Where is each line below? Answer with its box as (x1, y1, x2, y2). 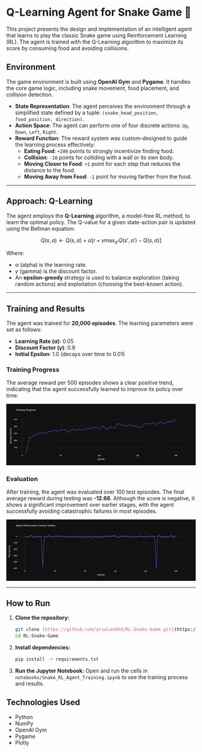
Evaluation (6, 474, 38, 483)
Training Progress (6, 366, 60, 374)
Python (14, 713, 33, 721)
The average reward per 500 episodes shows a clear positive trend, (6, 379, 174, 386)
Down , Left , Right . (14, 128, 58, 135)
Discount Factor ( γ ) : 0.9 (14, 344, 76, 351)
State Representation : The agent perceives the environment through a (14, 102, 191, 110)
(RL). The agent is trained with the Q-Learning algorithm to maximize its (6, 38, 183, 45)
